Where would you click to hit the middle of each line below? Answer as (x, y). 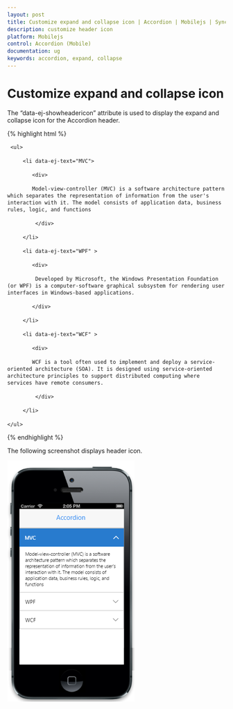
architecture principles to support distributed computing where (103, 376)
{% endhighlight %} (35, 437)
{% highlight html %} (37, 133)
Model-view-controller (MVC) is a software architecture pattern (129, 189)
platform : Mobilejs (35, 37)
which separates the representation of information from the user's (108, 195)
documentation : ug (34, 51)
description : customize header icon (60, 29)
